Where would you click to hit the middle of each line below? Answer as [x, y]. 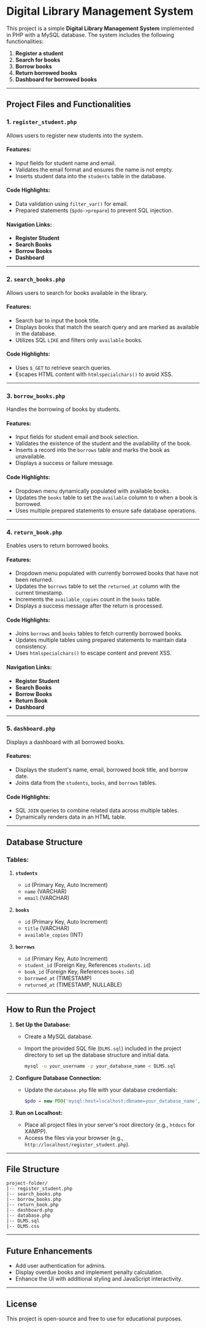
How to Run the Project [51, 1010]
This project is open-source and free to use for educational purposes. [94, 1318]
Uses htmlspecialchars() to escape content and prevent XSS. [93, 653]
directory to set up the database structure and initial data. [97, 1055]
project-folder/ [27, 1184]
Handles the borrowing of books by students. [63, 409]
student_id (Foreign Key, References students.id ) [88, 965]
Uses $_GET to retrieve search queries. [63, 367]
